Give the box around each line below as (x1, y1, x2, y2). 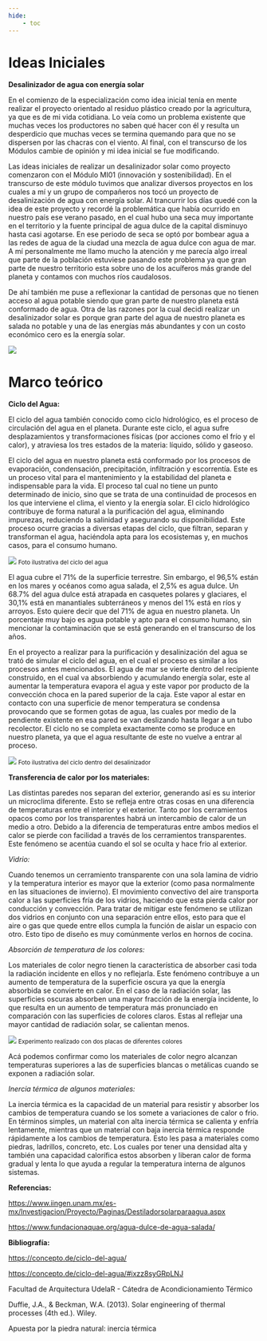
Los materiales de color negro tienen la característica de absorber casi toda (8, 960, 257, 970)
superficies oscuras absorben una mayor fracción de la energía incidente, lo (8, 994, 259, 1004)
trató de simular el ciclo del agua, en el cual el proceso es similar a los (8, 656, 238, 665)
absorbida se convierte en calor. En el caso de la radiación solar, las (8, 986, 231, 995)
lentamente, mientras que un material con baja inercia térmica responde (8, 1125, 245, 1135)
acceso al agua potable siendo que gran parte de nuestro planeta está (8, 296, 239, 306)
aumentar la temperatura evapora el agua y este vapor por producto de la (8, 681, 249, 691)
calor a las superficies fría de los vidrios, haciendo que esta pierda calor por (8, 895, 259, 905)
